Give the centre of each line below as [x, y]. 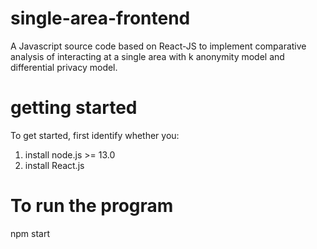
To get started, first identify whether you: [95, 135]
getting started [74, 108]
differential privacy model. [64, 67]
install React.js [54, 165]
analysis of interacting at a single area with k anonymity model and [147, 56]
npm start [30, 233]
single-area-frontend [100, 18]
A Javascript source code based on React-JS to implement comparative [158, 46]
